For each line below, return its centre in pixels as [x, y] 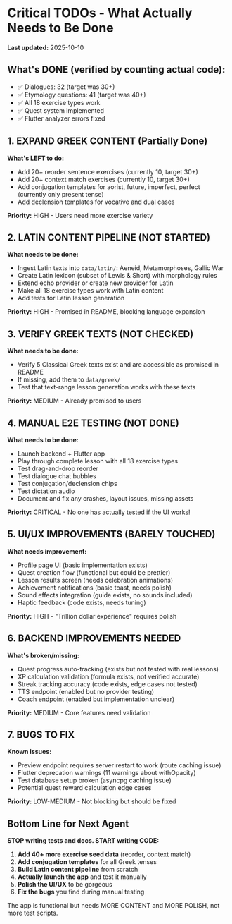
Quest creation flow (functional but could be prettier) [94, 572]
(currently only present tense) [60, 194]
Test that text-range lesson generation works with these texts [107, 387]
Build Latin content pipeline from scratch [78, 870]
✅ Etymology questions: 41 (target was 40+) [82, 95]
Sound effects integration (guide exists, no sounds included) [105, 595]
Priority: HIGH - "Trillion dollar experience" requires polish [92, 616]
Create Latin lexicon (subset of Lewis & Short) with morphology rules [117, 276]
